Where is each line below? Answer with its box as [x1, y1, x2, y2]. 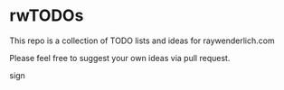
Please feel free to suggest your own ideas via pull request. [9, 52, 231, 63]
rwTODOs [9, 5, 84, 26]
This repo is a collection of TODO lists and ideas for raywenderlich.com [9, 35, 275, 46]
